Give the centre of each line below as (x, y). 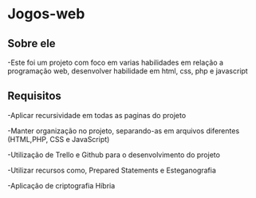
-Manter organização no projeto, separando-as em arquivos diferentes (124, 131)
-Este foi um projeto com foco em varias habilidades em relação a (116, 62)
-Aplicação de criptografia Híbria (61, 185)
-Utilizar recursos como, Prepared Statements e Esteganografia (112, 170)
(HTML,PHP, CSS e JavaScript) (59, 139)
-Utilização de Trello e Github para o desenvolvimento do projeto (114, 154)
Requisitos (34, 96)
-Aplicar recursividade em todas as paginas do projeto (97, 115)
